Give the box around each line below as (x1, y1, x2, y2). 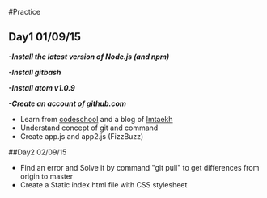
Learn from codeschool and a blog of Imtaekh (19, 114, 173, 124)
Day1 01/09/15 (8, 30, 82, 44)
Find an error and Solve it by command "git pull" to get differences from (19, 162, 260, 172)
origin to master (19, 171, 74, 181)
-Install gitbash (8, 67, 61, 77)
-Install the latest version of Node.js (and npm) (8, 52, 170, 61)
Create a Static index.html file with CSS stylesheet (19, 179, 188, 189)
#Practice (8, 7, 41, 16)
